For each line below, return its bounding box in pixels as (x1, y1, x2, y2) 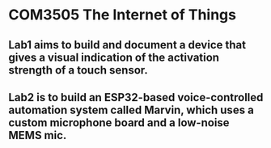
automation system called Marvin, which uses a (8, 103, 255, 116)
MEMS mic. (8, 128, 67, 142)
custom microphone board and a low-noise (8, 116, 230, 129)
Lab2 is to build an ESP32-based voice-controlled (8, 91, 264, 104)
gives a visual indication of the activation (8, 50, 220, 64)
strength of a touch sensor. (8, 63, 148, 77)
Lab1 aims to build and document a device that (8, 38, 247, 52)
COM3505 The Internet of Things (8, 6, 237, 24)
